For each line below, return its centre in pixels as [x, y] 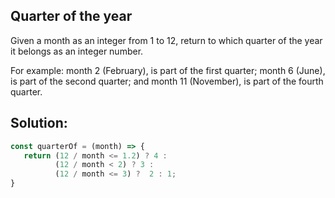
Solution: [39, 123]
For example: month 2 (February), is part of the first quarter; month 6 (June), [168, 70]
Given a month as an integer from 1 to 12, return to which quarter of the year [166, 40]
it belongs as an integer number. [77, 51]
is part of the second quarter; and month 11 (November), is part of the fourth [167, 81]
